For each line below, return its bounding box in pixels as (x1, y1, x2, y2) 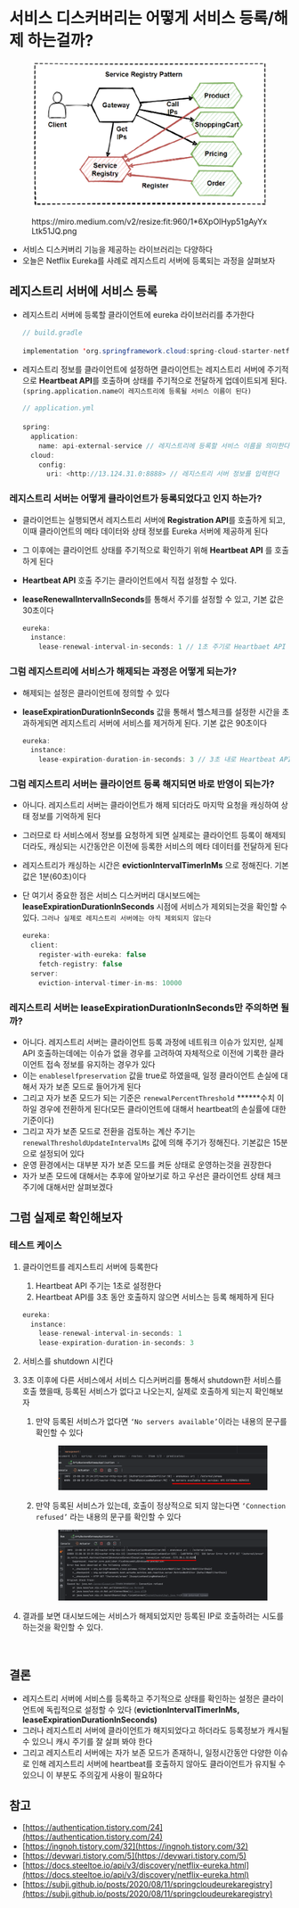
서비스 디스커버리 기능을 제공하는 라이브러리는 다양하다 (21, 244, 214, 254)
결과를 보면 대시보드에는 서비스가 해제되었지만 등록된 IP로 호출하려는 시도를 (21, 1610, 285, 1621)
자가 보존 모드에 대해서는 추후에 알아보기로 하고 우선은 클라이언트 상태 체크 (21, 1170, 282, 1181)
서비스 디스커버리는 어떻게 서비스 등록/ (9, 8, 274, 29)
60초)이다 (52, 871, 87, 882)
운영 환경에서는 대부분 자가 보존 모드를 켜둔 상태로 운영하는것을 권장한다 (21, 1159, 272, 1170)
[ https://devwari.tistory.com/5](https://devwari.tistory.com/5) (21, 1851, 247, 1862)
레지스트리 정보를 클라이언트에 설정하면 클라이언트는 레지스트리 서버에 (21, 364, 265, 375)
